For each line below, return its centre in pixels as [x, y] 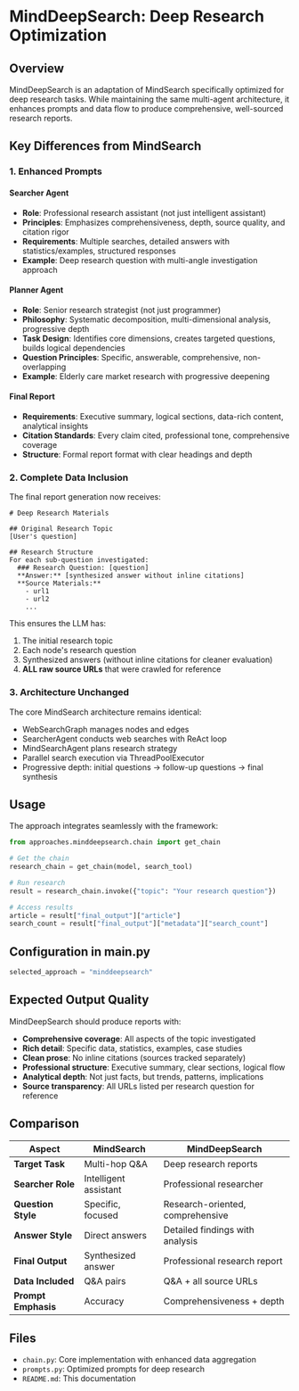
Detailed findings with [209, 1230]
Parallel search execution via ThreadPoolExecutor [113, 758]
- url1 [37, 592]
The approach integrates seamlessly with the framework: [114, 826]
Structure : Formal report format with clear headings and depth [137, 454]
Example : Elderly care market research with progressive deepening [145, 376]
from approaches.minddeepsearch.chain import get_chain [115, 842]
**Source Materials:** [59, 584]
